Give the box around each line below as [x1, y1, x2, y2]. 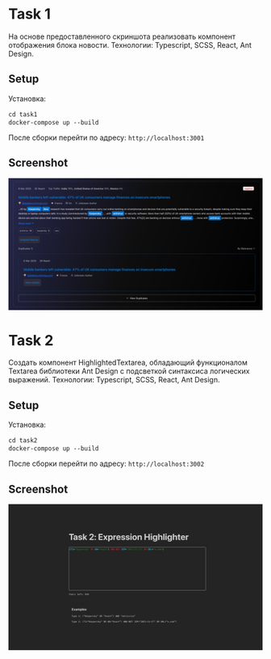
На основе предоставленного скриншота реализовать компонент [8, 32, 236, 41]
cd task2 [8, 437, 38, 445]
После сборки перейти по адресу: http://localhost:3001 [8, 133, 205, 142]
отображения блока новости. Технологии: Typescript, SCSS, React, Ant [8, 40, 252, 49]
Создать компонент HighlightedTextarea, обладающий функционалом [8, 357, 248, 368]
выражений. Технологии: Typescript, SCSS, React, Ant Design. [8, 375, 220, 385]
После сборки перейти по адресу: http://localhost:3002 [8, 458, 205, 469]
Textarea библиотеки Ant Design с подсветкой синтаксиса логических [8, 366, 250, 376]
